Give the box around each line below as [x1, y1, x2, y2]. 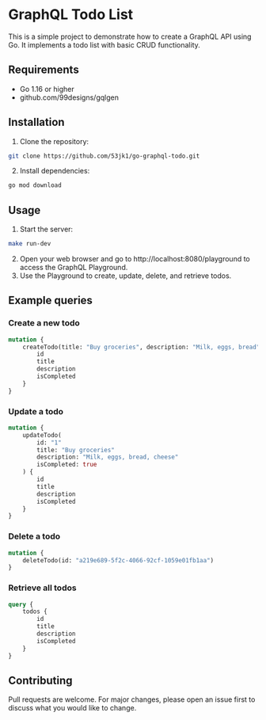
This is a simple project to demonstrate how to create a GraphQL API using [8, 32, 252, 41]
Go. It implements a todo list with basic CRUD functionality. [8, 40, 200, 49]
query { [8, 600, 34, 608]
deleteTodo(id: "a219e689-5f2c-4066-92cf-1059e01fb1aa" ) [22, 556, 215, 564]
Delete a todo [8, 531, 61, 542]
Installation [8, 116, 65, 129]
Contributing [8, 673, 73, 687]
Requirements [8, 63, 79, 77]
